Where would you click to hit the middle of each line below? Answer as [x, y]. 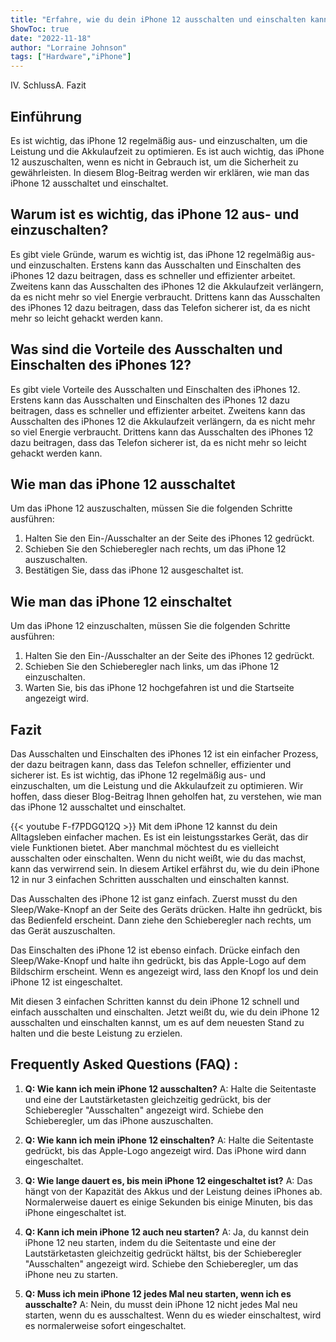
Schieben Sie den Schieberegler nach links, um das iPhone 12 [152, 667]
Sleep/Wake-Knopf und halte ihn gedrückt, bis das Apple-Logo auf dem [158, 960]
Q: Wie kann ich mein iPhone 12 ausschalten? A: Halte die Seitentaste [170, 1088]
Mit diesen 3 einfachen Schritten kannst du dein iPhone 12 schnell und [155, 1001]
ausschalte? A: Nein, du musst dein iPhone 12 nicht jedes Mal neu [161, 1304]
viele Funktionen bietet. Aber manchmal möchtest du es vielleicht [145, 847]
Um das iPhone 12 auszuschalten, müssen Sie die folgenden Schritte [151, 508]
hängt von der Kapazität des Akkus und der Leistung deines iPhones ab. [173, 1191]
